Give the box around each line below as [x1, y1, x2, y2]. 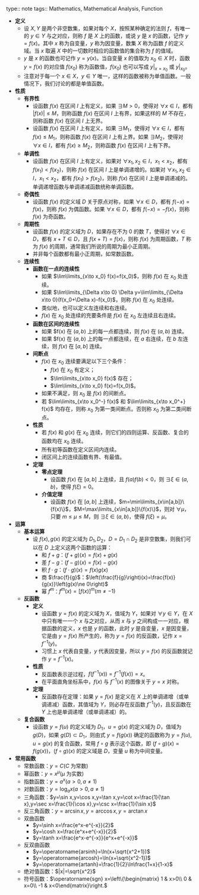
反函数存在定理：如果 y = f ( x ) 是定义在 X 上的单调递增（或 [41, 693, 184, 700]
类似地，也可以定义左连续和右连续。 [41, 304, 131, 312]
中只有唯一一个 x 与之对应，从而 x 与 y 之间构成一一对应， [41, 617, 184, 625]
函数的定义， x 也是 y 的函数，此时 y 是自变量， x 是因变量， [46, 625, 192, 632]
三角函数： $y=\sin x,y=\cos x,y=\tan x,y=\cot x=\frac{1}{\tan [23, 794, 170, 801]
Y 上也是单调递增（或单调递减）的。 [41, 708, 130, 715]
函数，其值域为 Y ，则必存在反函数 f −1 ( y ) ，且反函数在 [62, 699, 192, 708]
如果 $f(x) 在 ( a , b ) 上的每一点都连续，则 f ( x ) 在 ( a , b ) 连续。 [41, 328, 188, 335]
